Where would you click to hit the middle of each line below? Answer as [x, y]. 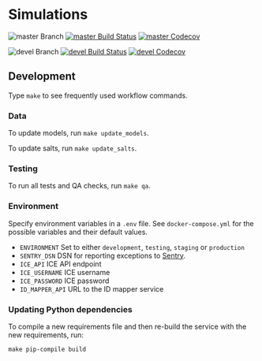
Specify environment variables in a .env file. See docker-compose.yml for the [131, 223]
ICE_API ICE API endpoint [60, 264]
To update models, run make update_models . [79, 133]
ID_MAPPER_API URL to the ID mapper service [92, 288]
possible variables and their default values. [78, 232]
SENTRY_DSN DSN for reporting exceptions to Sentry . [103, 255]
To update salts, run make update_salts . [73, 148]
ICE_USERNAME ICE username [65, 272]
